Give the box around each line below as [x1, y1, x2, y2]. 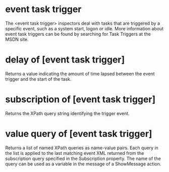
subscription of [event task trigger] [5, 94, 156, 105]
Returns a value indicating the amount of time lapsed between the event [5, 71, 155, 77]
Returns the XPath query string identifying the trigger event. [5, 110, 130, 117]
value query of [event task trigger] [5, 128, 152, 139]
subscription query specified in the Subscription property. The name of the [5, 155, 161, 161]
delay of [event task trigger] [5, 54, 125, 66]
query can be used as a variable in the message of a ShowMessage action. [5, 160, 161, 167]
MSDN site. [5, 36, 29, 42]
